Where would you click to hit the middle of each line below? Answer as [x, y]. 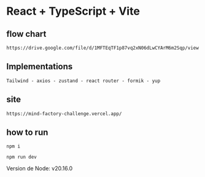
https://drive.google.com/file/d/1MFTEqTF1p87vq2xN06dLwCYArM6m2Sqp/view [103, 48]
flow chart [26, 34]
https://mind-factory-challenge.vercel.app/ [64, 114]
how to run [27, 133]
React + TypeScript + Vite [73, 11]
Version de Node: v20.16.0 [40, 168]
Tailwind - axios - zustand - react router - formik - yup [83, 81]
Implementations [40, 66]
